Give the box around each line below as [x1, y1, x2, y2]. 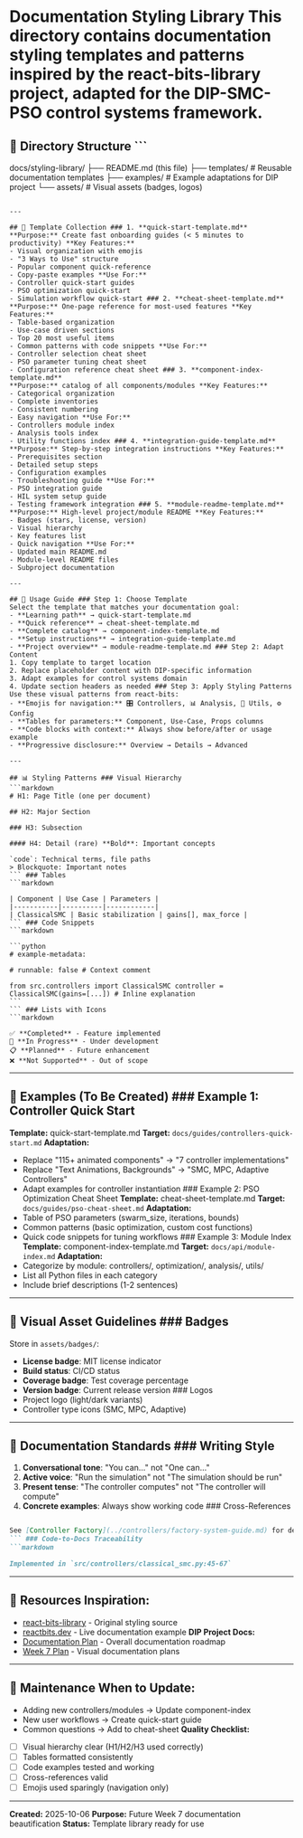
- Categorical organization [9, 389, 115, 398]
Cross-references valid [22, 1771, 108, 1783]
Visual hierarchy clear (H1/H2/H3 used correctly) [22, 1741, 204, 1752]
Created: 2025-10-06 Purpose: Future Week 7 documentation [9, 1808, 242, 1819]
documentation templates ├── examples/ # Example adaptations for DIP [9, 172, 280, 183]
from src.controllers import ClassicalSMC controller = [9, 981, 224, 990]
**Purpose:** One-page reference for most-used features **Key [9, 302, 252, 311]
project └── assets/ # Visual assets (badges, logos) [9, 182, 203, 192]
